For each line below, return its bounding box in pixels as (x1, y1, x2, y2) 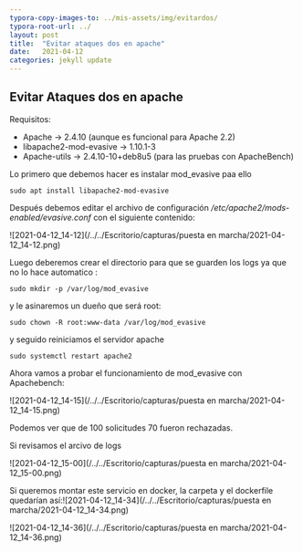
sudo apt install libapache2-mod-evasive (9, 186, 170, 195)
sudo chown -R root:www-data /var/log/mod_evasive (9, 318, 206, 327)
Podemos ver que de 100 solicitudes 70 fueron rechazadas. (9, 422, 234, 433)
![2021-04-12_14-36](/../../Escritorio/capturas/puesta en (9, 522, 219, 533)
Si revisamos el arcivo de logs (9, 440, 121, 451)
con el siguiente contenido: (92, 212, 195, 223)
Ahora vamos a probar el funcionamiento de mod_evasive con (9, 367, 243, 379)
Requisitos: (9, 113, 52, 124)
